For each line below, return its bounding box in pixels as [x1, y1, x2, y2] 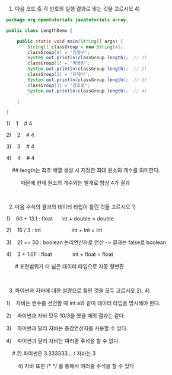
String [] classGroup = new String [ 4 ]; [27, 44, 123, 50]
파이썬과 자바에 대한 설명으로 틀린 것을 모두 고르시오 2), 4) [14, 287, 150, 294]
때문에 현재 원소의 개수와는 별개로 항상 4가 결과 [20, 180, 130, 187]
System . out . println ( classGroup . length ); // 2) [27, 66, 147, 72]
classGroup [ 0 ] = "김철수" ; [27, 49, 91, 55]
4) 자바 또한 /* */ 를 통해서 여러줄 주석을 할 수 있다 [17, 363, 135, 370]
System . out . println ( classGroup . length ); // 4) [27, 88, 147, 94]
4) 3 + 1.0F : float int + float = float [6, 251, 114, 258]
